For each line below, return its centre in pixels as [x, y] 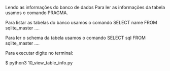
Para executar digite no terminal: [39, 53]
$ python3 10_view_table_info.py [39, 63]
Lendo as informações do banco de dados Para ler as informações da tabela [85, 7]
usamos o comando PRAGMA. [37, 13]
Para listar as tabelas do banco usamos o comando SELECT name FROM [81, 23]
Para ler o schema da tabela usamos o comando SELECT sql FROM [76, 38]
